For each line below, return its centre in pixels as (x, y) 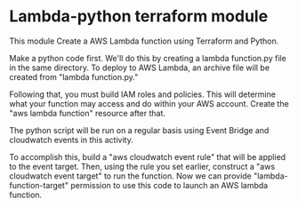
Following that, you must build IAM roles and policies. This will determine (142, 94)
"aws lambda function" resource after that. (88, 113)
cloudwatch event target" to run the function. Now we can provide (130, 176)
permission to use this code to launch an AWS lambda (169, 185)
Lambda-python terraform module (139, 16)
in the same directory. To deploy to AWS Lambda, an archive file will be (139, 68)
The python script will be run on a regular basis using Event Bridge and (139, 130)
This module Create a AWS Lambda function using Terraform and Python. (144, 41)
